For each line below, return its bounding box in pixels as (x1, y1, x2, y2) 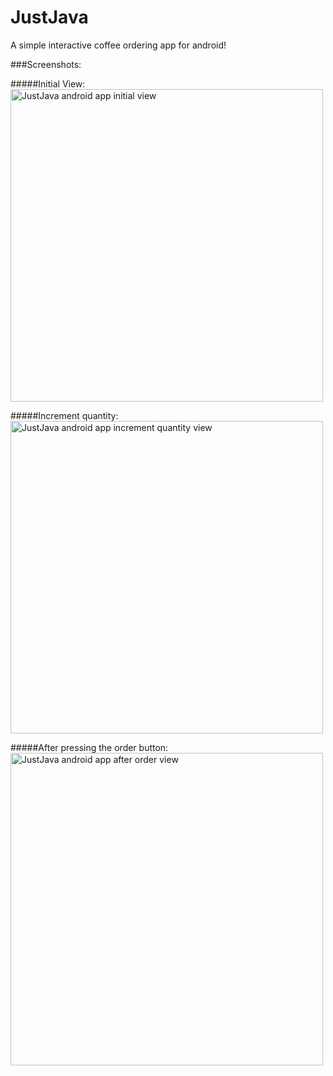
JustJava (10, 6, 89, 29)
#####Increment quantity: (10, 409, 119, 421)
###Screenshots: (10, 58, 82, 70)
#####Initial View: (10, 77, 86, 90)
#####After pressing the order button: (10, 741, 169, 753)
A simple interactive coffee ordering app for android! (10, 39, 227, 51)
